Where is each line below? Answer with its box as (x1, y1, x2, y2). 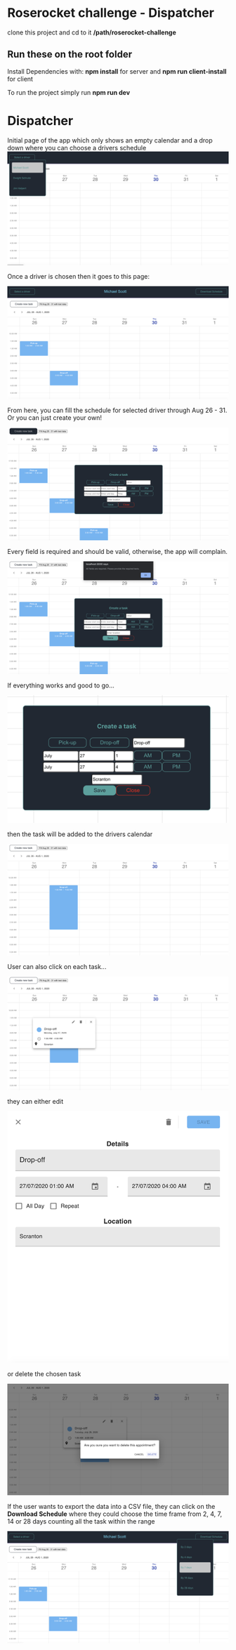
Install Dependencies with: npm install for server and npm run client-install (7, 67, 227, 75)
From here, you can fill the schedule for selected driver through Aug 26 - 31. (7, 406, 228, 414)
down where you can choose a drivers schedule (7, 143, 147, 152)
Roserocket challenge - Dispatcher (7, 5, 214, 21)
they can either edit (7, 1097, 64, 1105)
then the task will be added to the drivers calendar (7, 830, 153, 838)
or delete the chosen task (7, 1369, 81, 1378)
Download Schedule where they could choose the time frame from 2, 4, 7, (7, 1510, 223, 1518)
